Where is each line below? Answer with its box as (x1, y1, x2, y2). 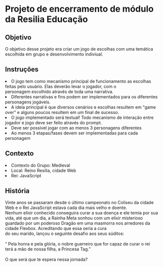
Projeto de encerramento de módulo (5, 3, 154, 15)
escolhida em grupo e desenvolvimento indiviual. (5, 51, 103, 57)
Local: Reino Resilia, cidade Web (11, 167, 76, 173)
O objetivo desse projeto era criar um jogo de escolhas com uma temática (5, 46, 153, 52)
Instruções (5, 65, 39, 74)
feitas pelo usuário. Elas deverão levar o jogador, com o (5, 83, 117, 89)
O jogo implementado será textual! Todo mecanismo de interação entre (11, 114, 154, 120)
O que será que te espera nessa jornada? (5, 257, 88, 263)
